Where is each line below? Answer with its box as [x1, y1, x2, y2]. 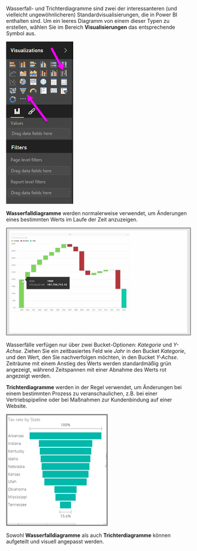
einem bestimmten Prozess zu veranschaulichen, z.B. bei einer [6, 390, 158, 397]
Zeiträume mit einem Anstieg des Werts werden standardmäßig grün [6, 360, 172, 367]
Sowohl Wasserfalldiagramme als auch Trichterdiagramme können [6, 532, 171, 539]
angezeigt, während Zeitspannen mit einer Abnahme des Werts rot [6, 366, 167, 373]
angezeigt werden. [6, 372, 52, 380]
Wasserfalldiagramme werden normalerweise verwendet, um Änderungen [6, 210, 187, 216]
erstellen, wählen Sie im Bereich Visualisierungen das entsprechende [6, 23, 175, 30]
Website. [6, 403, 28, 410]
